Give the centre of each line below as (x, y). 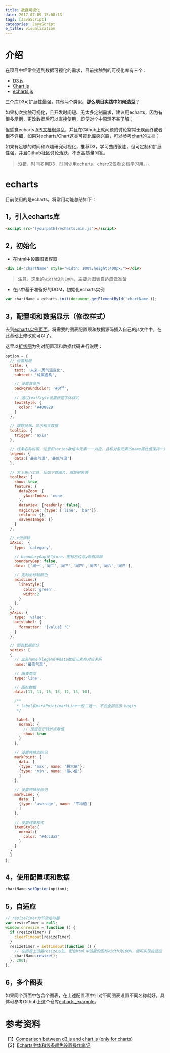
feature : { (26, 487)
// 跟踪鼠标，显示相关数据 (34, 426)
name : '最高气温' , (31, 664)
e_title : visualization (30, 29)
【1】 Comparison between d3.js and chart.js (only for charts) (69, 1039)
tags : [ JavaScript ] (26, 19)
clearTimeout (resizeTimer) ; (44, 937)
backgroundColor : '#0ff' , (42, 389)
